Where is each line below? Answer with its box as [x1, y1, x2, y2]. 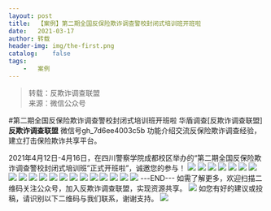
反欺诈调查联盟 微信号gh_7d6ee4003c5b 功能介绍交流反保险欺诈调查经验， [8, 125, 262, 135]
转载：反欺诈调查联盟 [28, 88, 100, 97]
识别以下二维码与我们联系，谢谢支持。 [29, 193, 159, 203]
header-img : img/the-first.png [8, 42, 115, 50]
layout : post [8, 11, 53, 20]
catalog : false [8, 50, 71, 58]
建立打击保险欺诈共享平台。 [8, 136, 102, 145]
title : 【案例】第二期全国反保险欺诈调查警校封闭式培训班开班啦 [8, 19, 202, 28]
